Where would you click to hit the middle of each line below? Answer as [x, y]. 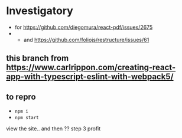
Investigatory [40, 11]
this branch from [38, 58]
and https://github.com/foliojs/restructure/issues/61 [86, 40]
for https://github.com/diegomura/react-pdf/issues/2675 [84, 27]
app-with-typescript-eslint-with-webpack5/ [90, 77]
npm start [27, 118]
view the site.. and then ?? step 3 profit [53, 129]
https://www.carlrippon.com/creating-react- [91, 68]
